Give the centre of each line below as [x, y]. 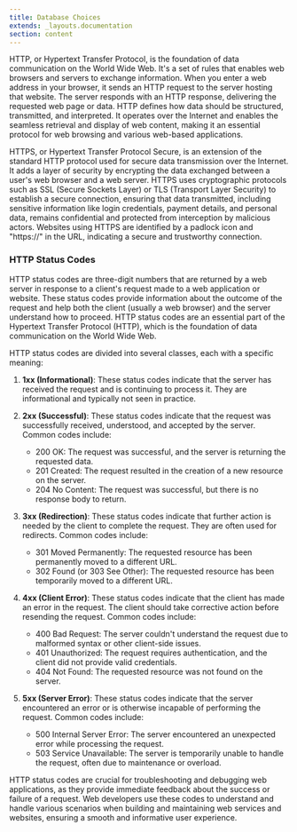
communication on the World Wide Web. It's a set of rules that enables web [147, 68]
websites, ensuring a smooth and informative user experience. [123, 817]
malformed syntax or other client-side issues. [118, 643]
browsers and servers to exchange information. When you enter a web [138, 78]
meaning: [26, 362]
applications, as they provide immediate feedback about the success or [140, 789]
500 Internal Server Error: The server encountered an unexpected [156, 734]
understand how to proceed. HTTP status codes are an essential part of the [147, 317]
